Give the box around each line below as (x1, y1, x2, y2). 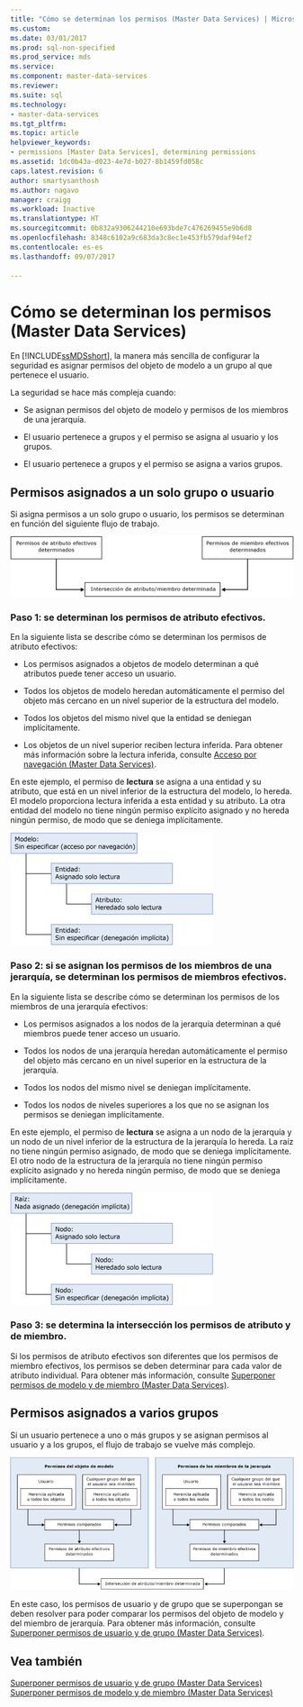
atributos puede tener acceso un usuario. (22, 668, 177, 680)
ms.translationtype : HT (10, 215, 100, 224)
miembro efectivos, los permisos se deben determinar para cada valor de (10, 1360, 282, 1371)
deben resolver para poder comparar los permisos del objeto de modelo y (10, 1609, 284, 1620)
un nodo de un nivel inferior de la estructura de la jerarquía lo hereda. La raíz (10, 1136, 294, 1146)
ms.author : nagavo (10, 186, 79, 195)
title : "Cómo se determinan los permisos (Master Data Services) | (10, 14, 269, 23)
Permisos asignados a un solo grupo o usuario (10, 485, 275, 500)
